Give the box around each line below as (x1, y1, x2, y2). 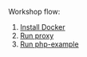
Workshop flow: (8, 7, 61, 16)
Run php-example (19, 39, 79, 49)
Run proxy (19, 31, 54, 40)
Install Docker (19, 22, 65, 31)
